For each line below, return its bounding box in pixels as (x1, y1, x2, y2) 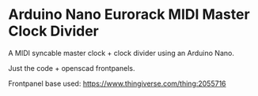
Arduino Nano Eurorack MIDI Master (8, 6, 251, 24)
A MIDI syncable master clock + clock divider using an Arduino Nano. (8, 48, 235, 57)
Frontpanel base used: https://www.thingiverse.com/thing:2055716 (8, 79, 227, 88)
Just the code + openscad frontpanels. (8, 63, 135, 72)
